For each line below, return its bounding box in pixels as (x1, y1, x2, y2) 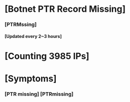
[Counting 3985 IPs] (4, 50, 89, 62)
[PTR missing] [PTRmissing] (4, 91, 74, 97)
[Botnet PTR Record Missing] (4, 3, 126, 15)
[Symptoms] (4, 73, 57, 84)
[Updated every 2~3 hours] (4, 33, 62, 39)
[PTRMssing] (4, 21, 37, 28)
